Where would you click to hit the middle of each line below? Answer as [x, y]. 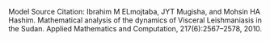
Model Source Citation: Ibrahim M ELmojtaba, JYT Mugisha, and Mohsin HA [135, 12]
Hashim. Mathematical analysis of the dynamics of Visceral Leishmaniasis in [135, 20]
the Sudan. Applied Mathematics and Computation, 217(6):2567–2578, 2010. [135, 29]
